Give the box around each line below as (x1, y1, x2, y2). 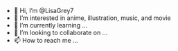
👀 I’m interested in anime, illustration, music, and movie (13, 14, 171, 22)
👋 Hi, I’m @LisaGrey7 (13, 7, 74, 14)
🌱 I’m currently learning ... (13, 21, 88, 29)
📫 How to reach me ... (13, 37, 78, 44)
